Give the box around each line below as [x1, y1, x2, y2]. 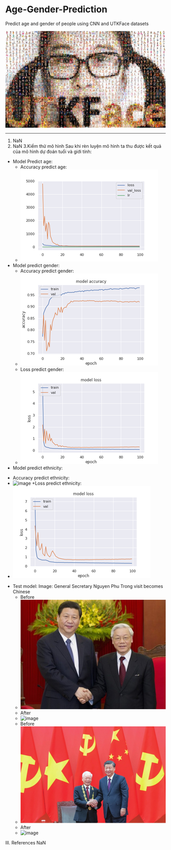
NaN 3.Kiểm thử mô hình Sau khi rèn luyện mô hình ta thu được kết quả [12, 143, 162, 149]
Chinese [12, 589, 31, 595]
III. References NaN [5, 839, 46, 845]
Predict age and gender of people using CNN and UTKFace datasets [5, 20, 149, 27]
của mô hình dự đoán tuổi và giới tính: [12, 148, 92, 155]
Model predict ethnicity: [12, 465, 63, 471]
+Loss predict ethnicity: [32, 480, 82, 486]
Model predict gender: [12, 262, 60, 268]
